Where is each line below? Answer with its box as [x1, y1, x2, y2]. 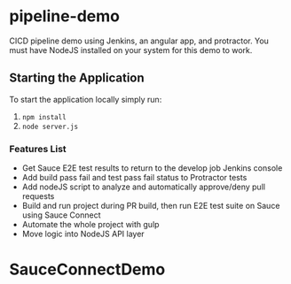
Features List [9, 142, 67, 155]
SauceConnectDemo [9, 259, 166, 280]
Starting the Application [9, 71, 145, 86]
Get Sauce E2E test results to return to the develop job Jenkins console [21, 163, 283, 173]
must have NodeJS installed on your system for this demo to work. [9, 44, 253, 55]
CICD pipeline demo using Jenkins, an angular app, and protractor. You [9, 35, 269, 46]
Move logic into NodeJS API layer [21, 228, 145, 240]
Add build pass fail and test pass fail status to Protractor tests [21, 173, 248, 183]
